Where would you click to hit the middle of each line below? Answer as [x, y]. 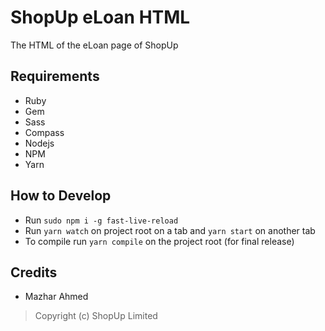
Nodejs [39, 143]
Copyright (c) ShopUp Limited [96, 316]
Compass [44, 132]
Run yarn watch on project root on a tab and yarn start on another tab [170, 230]
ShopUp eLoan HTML [100, 17]
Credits [34, 272]
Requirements [55, 76]
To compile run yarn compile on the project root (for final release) [159, 241]
